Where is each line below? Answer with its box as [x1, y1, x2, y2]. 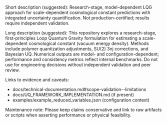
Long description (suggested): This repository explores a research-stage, [5, 30, 156, 35]
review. [5, 67, 20, 73]
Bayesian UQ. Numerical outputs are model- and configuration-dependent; [5, 51, 159, 57]
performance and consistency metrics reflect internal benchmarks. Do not [5, 56, 158, 62]
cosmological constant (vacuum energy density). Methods [28, 40, 149, 46]
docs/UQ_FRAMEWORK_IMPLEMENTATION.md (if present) [12, 92, 134, 97]
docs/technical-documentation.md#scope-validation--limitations [12, 86, 146, 92]
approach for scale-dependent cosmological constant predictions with [5, 9, 150, 15]
